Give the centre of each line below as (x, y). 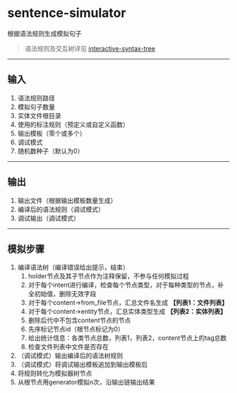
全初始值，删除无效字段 (62, 294)
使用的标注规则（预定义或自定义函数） (73, 124)
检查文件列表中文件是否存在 (68, 347)
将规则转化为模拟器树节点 (55, 373)
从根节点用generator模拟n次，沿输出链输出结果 (86, 382)
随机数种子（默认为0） (50, 151)
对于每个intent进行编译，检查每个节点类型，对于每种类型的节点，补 (126, 285)
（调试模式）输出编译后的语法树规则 (70, 356)
